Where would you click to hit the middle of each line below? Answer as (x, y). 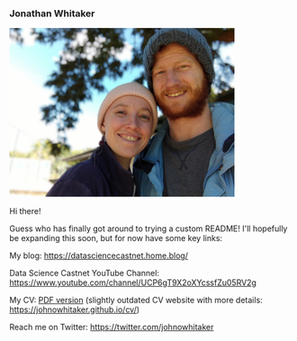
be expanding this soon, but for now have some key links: (116, 238)
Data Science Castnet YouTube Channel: (85, 274)
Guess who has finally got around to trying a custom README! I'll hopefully (148, 229)
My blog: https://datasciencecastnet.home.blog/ (99, 256)
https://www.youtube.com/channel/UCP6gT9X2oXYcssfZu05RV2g (133, 283)
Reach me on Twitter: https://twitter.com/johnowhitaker (112, 328)
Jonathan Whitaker (52, 13)
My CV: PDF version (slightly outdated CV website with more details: (136, 301)
